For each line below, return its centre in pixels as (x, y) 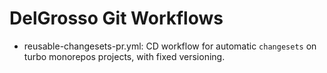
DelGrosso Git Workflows (116, 18)
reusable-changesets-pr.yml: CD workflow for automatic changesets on (170, 46)
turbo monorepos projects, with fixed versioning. (124, 56)
